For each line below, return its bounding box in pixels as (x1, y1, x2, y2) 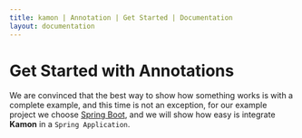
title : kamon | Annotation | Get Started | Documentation (9, 13, 233, 23)
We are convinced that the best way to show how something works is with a (9, 90, 293, 101)
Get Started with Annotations (9, 60, 234, 81)
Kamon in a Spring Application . (9, 119, 131, 130)
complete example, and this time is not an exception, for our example (9, 100, 268, 111)
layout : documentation (9, 22, 95, 31)
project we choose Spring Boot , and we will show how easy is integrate (9, 109, 276, 120)
